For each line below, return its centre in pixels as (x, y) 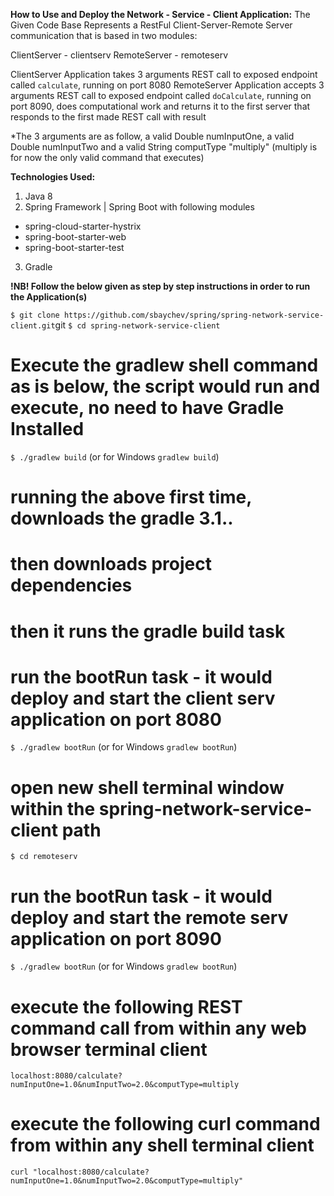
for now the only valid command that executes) (107, 157)
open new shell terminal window (147, 787)
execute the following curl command (165, 1124)
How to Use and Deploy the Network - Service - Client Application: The (160, 14)
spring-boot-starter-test (74, 247)
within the (53, 808)
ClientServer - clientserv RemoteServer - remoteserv (119, 55)
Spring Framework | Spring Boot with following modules (139, 207)
